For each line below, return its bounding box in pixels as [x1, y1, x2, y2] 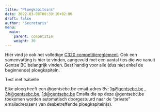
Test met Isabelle [5, 76, 39, 82]
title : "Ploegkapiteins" [5, 7, 55, 12]
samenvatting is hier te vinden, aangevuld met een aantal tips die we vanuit [5, 56, 155, 63]
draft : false [5, 16, 32, 21]
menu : [5, 25, 16, 30]
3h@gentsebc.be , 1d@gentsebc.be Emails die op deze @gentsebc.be [5, 91, 144, 97]
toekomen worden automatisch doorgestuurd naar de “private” [5, 96, 130, 102]
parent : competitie [14, 34, 53, 39]
